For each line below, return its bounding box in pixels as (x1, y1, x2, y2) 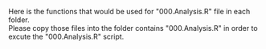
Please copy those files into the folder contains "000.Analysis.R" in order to (8, 24, 259, 32)
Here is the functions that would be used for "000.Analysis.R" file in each (8, 7, 251, 16)
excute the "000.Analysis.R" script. (8, 32, 125, 41)
